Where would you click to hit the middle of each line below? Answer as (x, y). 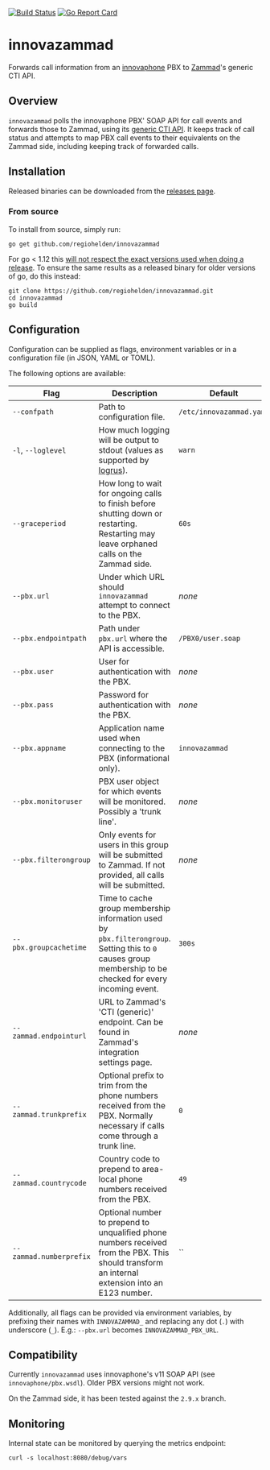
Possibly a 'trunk (130, 811)
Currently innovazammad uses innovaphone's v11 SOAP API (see (112, 1374)
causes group (125, 959)
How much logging (134, 429)
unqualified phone (133, 1232)
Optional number (130, 1212)
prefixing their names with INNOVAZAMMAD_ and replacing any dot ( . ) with (126, 1321)
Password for (123, 694)
